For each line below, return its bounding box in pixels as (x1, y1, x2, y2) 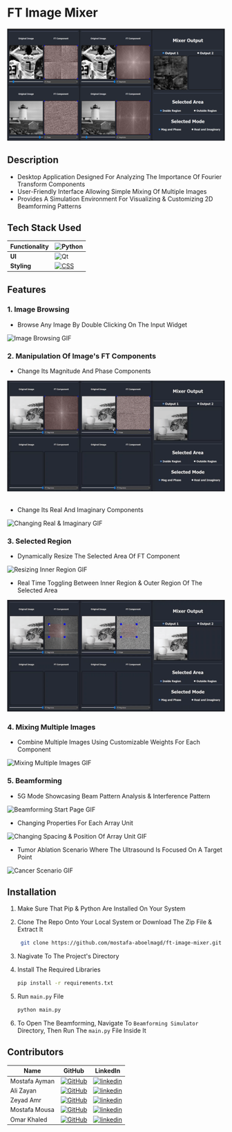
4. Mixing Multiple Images (7, 722, 96, 731)
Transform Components (17, 180, 86, 188)
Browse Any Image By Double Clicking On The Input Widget (17, 320, 188, 329)
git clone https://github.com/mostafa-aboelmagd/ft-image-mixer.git (20, 940, 222, 947)
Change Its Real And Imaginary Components (17, 505, 144, 513)
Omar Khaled (10, 1115, 48, 1124)
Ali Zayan (10, 1086, 37, 1095)
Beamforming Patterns (17, 202, 81, 210)
